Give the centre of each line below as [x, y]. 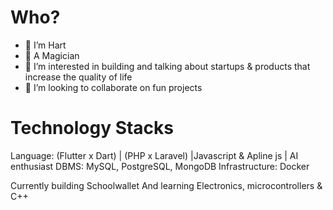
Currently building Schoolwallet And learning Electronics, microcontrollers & [166, 185]
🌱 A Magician [52, 55]
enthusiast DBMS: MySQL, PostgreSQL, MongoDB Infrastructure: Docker [160, 166]
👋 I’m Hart [45, 45]
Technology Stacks [92, 128]
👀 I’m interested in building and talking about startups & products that [167, 66]
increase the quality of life [78, 77]
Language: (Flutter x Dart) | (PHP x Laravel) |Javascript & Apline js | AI [154, 155]
